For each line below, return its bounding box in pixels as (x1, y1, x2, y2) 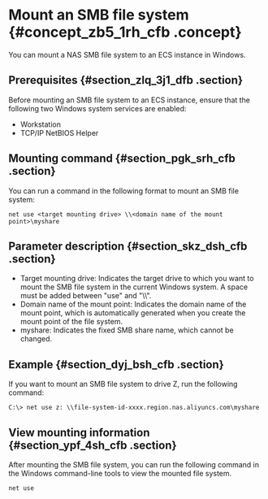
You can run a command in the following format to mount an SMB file (8, 185, 240, 196)
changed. (19, 334, 53, 344)
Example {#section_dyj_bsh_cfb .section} (8, 358, 225, 371)
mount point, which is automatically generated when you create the (19, 308, 246, 318)
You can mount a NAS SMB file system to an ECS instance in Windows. (8, 50, 246, 59)
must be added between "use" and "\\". (19, 291, 152, 301)
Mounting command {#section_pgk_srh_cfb (8, 152, 236, 166)
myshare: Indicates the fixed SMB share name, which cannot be (19, 325, 234, 335)
